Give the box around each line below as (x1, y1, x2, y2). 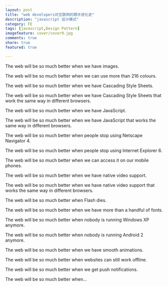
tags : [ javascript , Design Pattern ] (5, 26, 80, 31)
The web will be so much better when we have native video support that (5, 182, 155, 188)
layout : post (5, 7, 33, 13)
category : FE (5, 21, 33, 27)
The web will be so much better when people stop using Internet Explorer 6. (5, 147, 162, 154)
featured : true (5, 45, 37, 50)
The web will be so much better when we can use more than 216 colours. (5, 73, 157, 79)
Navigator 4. (5, 137, 31, 144)
